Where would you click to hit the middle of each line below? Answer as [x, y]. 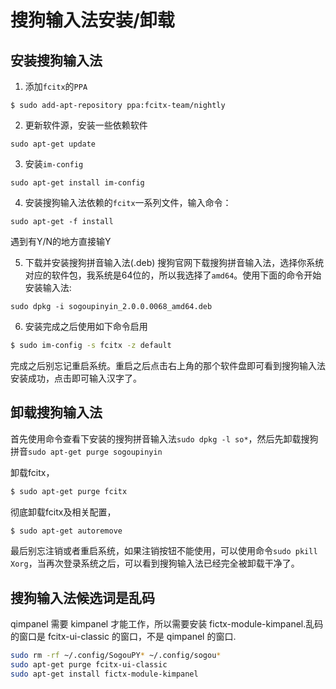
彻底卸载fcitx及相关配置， [63, 512]
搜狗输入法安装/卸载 [92, 20]
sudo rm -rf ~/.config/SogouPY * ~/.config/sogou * [116, 656]
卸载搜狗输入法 [56, 412]
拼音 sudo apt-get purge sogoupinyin [86, 451]
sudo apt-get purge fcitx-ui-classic [89, 665]
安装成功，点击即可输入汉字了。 [76, 378]
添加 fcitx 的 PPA [56, 86]
